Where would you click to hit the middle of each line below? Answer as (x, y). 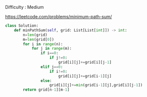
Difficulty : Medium (24, 7)
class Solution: (22, 26)
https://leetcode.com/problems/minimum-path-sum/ (59, 16)
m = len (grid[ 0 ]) (39, 39)
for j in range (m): (51, 49)
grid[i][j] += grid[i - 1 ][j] (85, 76)
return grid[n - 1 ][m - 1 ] (46, 90)
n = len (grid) (35, 35)
